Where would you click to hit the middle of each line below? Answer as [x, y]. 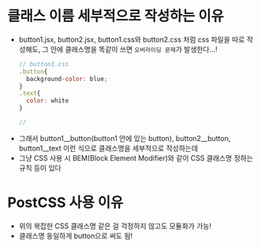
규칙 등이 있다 [40, 168]
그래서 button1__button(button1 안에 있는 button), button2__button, [125, 138]
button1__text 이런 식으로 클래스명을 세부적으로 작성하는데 [108, 148]
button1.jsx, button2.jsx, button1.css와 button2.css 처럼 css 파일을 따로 [132, 39]
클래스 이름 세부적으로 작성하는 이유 [116, 16]
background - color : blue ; [67, 79]
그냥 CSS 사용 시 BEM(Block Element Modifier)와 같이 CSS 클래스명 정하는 [136, 157]
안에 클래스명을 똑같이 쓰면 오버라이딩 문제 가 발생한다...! [134, 49]
